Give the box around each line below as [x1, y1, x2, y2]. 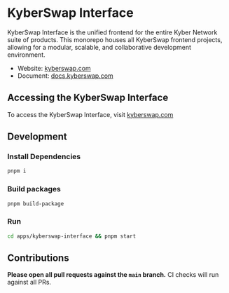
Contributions [7, 252, 69, 264]
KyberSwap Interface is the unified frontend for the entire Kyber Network [7, 28, 218, 36]
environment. [7, 50, 46, 59]
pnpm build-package [7, 200, 64, 207]
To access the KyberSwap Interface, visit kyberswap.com [7, 110, 174, 118]
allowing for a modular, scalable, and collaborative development [7, 43, 191, 51]
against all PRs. [7, 278, 51, 287]
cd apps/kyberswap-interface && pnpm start [7, 233, 137, 240]
